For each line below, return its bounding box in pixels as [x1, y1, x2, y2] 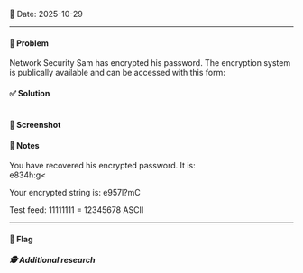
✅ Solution [9, 87, 50, 98]
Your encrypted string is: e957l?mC [9, 187, 142, 198]
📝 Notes [9, 140, 40, 150]
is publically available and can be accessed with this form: [9, 68, 225, 78]
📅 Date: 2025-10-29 [9, 9, 84, 19]
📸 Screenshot [9, 120, 61, 130]
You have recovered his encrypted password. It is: [9, 160, 196, 171]
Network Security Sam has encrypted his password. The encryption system [9, 58, 291, 68]
